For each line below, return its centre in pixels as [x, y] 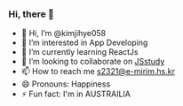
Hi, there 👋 [32, 14]
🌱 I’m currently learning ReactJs [80, 52]
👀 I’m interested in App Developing [84, 42]
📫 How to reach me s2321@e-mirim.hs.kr [98, 72]
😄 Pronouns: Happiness [66, 84]
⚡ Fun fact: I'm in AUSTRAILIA [76, 94]
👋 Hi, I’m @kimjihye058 [64, 34]
